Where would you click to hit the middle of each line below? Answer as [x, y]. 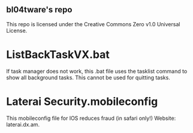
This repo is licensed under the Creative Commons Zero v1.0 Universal [93, 24]
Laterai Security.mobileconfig [82, 101]
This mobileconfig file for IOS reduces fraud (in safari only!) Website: [91, 118]
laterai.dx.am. [23, 124]
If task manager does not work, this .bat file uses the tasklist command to [97, 71]
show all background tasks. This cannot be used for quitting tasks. [88, 78]
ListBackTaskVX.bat [58, 55]
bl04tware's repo [39, 10]
